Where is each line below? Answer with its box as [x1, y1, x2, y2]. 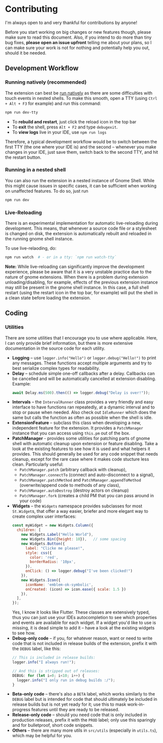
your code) [19, 498, 42, 504]
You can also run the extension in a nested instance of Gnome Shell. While [5, 177, 155, 183]
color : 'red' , [30, 555, 59, 560]
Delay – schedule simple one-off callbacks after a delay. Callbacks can [12, 370, 155, 376]
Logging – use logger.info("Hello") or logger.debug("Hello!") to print [12, 355, 157, 360]
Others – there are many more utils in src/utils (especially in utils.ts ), [12, 727, 158, 733]
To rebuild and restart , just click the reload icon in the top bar [12, 119, 137, 124]
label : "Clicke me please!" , [25, 546, 85, 551]
